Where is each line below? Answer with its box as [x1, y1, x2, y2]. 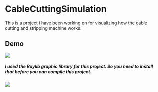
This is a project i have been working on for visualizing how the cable [5, 20, 147, 26]
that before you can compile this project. [5, 69, 92, 75]
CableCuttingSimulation [5, 3, 107, 15]
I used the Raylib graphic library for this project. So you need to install [5, 63, 153, 70]
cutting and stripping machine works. [5, 25, 82, 31]
